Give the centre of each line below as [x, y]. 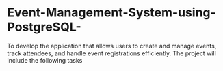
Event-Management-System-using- [112, 13]
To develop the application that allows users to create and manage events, [112, 46]
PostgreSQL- [44, 27]
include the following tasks [45, 60]
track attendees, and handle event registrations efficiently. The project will [112, 53]
